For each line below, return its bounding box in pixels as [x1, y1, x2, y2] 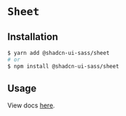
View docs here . [7, 101, 56, 110]
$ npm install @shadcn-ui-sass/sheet [7, 63, 120, 70]
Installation [7, 31, 58, 43]
